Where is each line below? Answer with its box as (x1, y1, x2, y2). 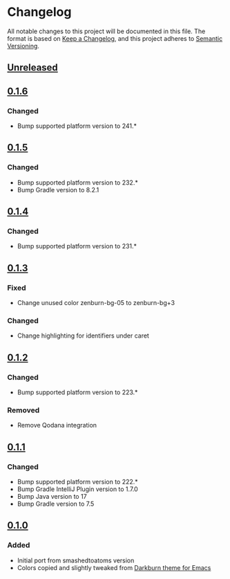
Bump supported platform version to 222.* (17, 478, 138, 486)
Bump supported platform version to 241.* (17, 122, 137, 130)
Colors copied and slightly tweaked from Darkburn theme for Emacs (17, 563, 211, 571)
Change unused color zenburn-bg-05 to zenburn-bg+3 (17, 299, 175, 307)
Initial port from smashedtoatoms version (17, 556, 135, 564)
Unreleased (7, 62, 59, 73)
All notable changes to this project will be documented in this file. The (7, 27, 206, 35)
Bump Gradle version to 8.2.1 (17, 185, 99, 194)
